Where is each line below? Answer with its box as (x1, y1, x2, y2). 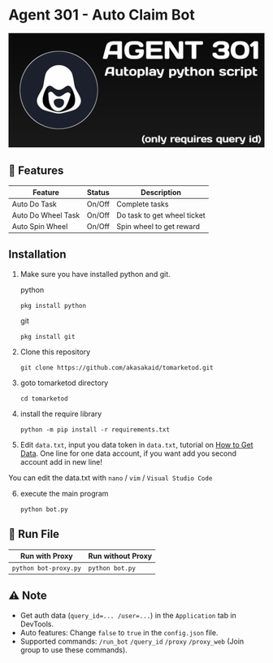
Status (86, 187, 110, 197)
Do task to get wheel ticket (116, 210, 206, 220)
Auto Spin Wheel (11, 222, 68, 232)
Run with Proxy (19, 551, 73, 561)
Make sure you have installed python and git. (19, 269, 171, 279)
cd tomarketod (19, 394, 68, 403)
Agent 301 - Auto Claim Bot (8, 6, 195, 24)
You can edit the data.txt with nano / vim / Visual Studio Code (8, 473, 213, 483)
